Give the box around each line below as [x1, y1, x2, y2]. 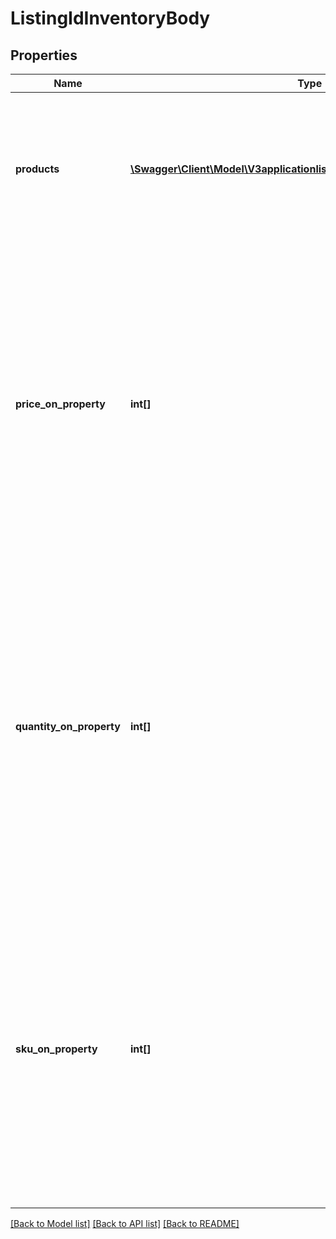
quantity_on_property [15, 720, 121, 733]
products [15, 162, 60, 176]
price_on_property [15, 397, 106, 411]
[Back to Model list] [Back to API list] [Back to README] [10, 1218, 240, 1229]
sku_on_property [15, 1042, 98, 1056]
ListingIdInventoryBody [10, 7, 211, 30]
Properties [10, 47, 78, 64]
